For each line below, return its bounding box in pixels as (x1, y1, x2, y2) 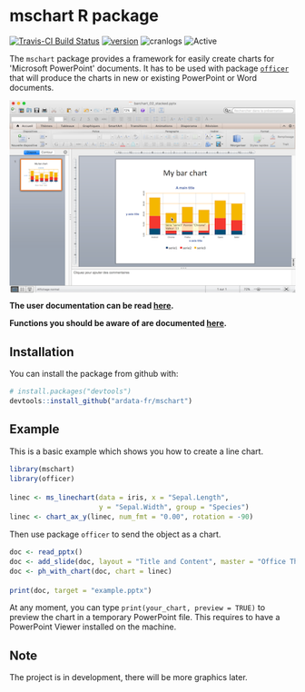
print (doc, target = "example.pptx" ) (9, 586, 152, 595)
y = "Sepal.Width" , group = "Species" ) (98, 503, 250, 512)
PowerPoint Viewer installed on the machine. (9, 621, 177, 632)
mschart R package (9, 5, 159, 26)
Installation (9, 344, 74, 360)
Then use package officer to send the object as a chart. (9, 529, 221, 539)
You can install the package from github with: (9, 369, 179, 380)
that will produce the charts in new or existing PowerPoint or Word (9, 72, 257, 83)
